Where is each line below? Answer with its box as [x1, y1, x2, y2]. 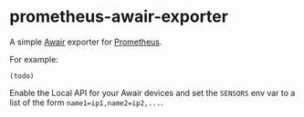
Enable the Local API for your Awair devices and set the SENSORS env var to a [9, 87, 296, 98]
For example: [9, 54, 59, 64]
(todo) [9, 71, 35, 81]
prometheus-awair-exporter [9, 6, 228, 27]
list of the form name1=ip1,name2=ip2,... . [9, 97, 163, 108]
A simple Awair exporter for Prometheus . [9, 36, 162, 47]
